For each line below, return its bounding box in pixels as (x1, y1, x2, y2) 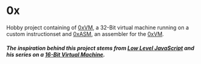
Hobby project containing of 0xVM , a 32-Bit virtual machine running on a (6, 24, 189, 31)
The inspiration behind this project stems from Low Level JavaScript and (6, 44, 195, 52)
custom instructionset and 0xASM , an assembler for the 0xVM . (6, 30, 164, 37)
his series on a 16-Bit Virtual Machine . (6, 51, 105, 58)
